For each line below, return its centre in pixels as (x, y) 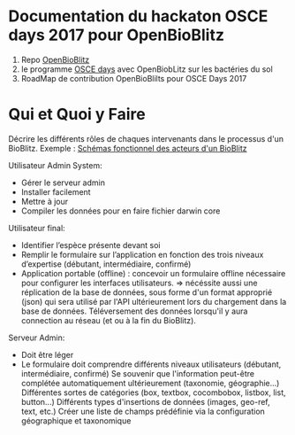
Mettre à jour (45, 201)
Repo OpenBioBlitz (55, 59)
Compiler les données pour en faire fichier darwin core (121, 211)
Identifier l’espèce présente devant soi (91, 245)
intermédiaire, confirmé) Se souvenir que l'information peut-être (138, 373)
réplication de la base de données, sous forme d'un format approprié (147, 292)
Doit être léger (47, 354)
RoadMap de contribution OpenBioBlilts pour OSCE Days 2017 (134, 78)
